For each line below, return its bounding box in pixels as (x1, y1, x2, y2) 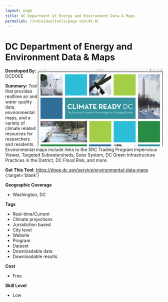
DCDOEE (5, 73, 23, 79)
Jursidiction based (12, 221, 51, 227)
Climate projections (12, 216, 53, 222)
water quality (5, 99, 32, 105)
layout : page (5, 8, 32, 13)
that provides (5, 88, 32, 94)
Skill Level (5, 282, 27, 288)
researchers (5, 136, 30, 142)
